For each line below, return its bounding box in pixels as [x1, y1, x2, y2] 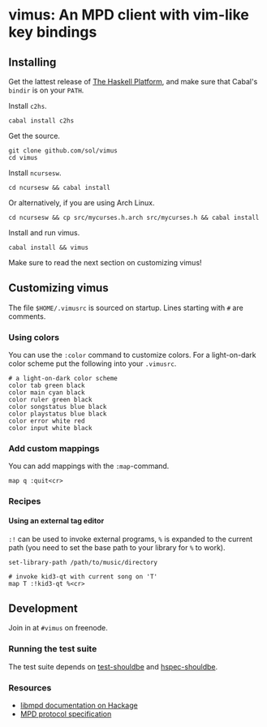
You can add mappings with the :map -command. [8, 461, 170, 471]
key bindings [8, 23, 97, 41]
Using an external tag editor [8, 515, 105, 525]
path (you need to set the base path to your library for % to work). [8, 542, 226, 553]
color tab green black [8, 381, 85, 390]
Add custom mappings [8, 443, 100, 454]
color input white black [8, 424, 93, 432]
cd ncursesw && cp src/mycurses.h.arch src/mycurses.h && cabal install [8, 213, 260, 222]
